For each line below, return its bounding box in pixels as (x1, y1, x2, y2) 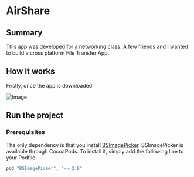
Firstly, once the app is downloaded (6, 82, 93, 89)
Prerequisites (6, 128, 45, 136)
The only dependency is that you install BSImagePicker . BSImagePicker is (6, 141, 183, 148)
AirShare (6, 4, 50, 18)
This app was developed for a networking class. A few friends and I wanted (6, 43, 189, 50)
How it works (6, 66, 55, 76)
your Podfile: (6, 154, 37, 161)
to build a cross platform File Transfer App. (6, 49, 110, 56)
